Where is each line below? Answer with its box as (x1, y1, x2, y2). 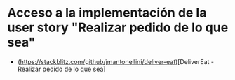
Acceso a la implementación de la (7, 5, 207, 21)
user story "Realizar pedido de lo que (7, 19, 229, 35)
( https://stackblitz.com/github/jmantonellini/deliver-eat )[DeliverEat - (17, 57, 214, 65)
